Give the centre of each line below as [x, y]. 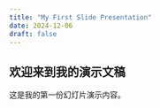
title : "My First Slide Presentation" [80, 17]
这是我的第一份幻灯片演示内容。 [67, 95]
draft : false [33, 34]
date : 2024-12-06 [41, 26]
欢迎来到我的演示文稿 [67, 72]
